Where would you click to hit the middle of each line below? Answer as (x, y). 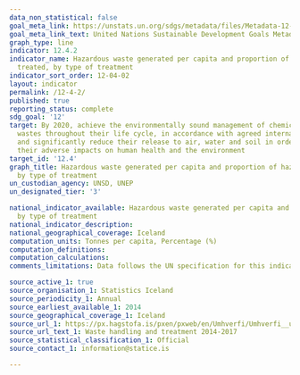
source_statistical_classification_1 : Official (100, 340)
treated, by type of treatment (75, 68)
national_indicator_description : (71, 224)
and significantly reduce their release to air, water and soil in (146, 142)
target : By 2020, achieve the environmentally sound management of (137, 126)
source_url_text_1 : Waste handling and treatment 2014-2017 (124, 332)
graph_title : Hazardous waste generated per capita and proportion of (143, 167)
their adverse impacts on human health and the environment (131, 150)
